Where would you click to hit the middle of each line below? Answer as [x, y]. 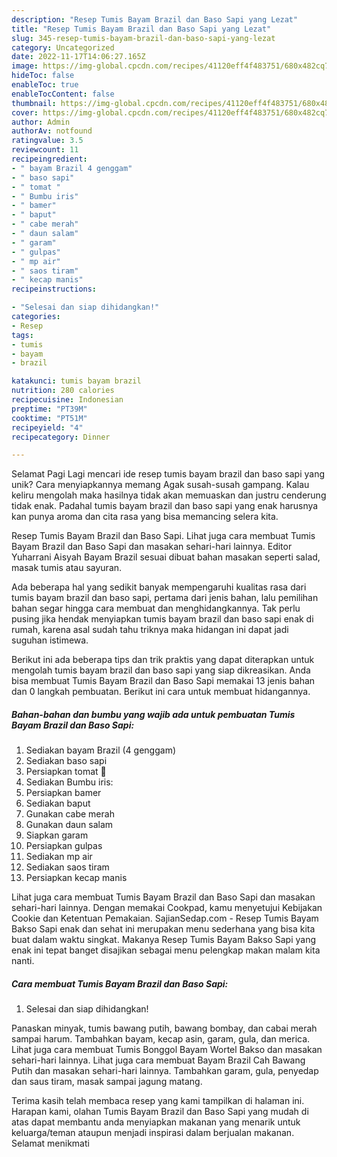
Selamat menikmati [50, 1143]
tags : [22, 335]
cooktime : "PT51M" [49, 418]
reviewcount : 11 [45, 150]
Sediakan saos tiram [67, 867]
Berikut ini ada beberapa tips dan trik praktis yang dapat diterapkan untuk [163, 660]
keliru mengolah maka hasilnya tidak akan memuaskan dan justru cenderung [169, 495]
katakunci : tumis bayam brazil [76, 381]
